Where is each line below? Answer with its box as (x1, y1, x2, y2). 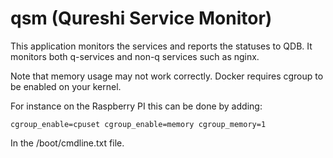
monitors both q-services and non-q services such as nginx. (10, 50, 260, 62)
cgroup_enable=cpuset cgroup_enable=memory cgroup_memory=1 (10, 119, 267, 129)
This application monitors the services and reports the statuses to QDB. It (10, 40, 313, 52)
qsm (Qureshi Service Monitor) (10, 7, 273, 30)
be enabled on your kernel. (10, 80, 122, 92)
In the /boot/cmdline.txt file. (10, 137, 125, 149)
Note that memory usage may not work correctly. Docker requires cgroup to (10, 70, 324, 82)
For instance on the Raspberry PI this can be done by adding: (10, 100, 263, 112)
